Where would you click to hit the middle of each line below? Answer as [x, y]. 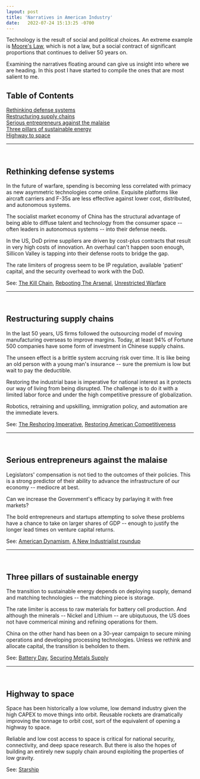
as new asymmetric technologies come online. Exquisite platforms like [92, 192]
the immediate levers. [33, 413]
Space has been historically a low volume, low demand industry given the [96, 708]
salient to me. [23, 77]
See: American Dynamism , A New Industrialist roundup [74, 541]
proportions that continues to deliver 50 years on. [67, 53]
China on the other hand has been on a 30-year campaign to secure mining [99, 634]
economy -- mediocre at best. [43, 487]
